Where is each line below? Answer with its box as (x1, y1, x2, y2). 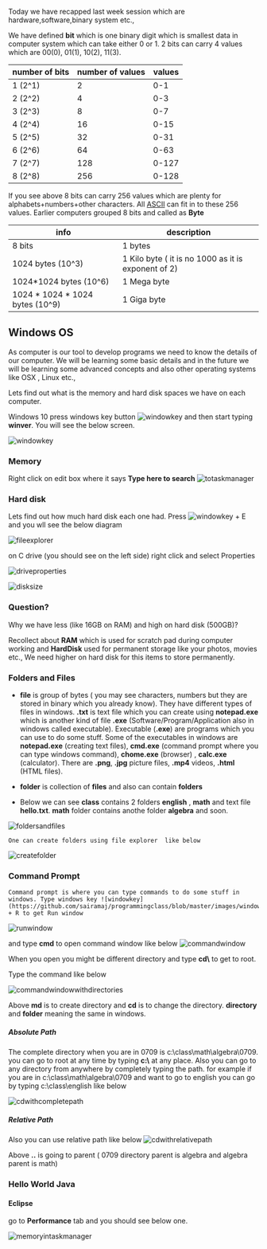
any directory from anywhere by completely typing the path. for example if (8, 1064, 252, 1074)
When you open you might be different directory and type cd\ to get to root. (8, 954, 257, 964)
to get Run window (22, 910, 83, 918)
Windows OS (8, 326, 74, 339)
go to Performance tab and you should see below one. (8, 1216, 188, 1226)
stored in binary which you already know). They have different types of (19, 699, 253, 708)
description (166, 227, 211, 237)
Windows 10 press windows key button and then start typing (8, 412, 253, 421)
